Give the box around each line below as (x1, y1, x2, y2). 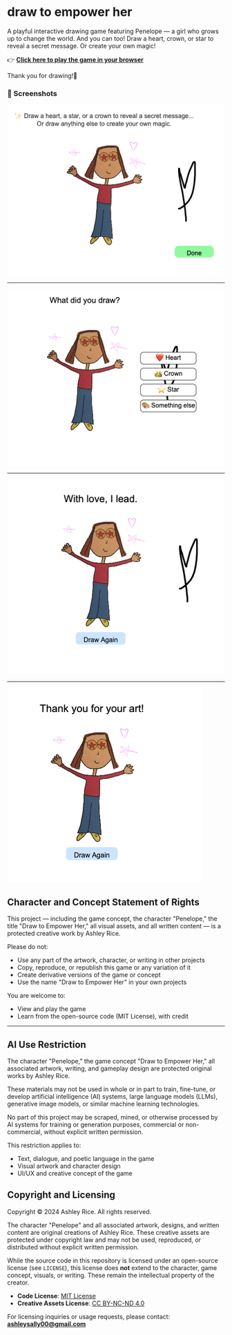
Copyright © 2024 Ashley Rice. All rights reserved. (7, 1207, 152, 1216)
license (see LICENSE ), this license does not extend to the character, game (7, 1263, 217, 1271)
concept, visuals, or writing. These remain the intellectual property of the (7, 1271, 215, 1279)
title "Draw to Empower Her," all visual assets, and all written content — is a (7, 922, 221, 930)
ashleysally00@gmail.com (7, 1320, 86, 1328)
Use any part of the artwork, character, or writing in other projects (17, 956, 205, 964)
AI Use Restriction (7, 1039, 86, 1050)
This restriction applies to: (7, 1141, 81, 1150)
